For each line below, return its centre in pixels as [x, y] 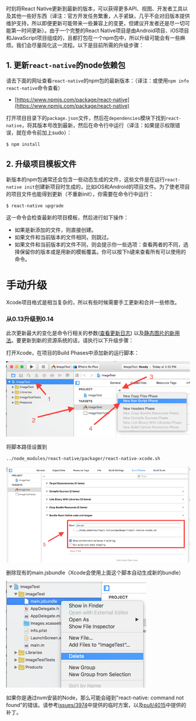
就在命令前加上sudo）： [44, 132]
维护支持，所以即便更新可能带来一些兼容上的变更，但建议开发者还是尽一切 [95, 23]
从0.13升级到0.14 [30, 319]
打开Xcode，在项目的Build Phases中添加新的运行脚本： [73, 352]
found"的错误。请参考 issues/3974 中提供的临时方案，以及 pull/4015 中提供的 [96, 705]
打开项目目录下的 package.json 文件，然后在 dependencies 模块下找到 [86, 118]
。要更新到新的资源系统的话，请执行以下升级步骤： [73, 340]
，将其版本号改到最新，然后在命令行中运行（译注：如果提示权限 [98, 125]
